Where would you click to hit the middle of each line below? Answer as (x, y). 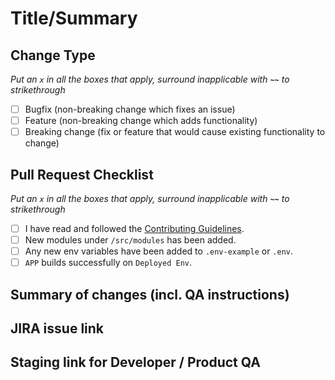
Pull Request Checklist (82, 174)
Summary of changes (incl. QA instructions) (150, 294)
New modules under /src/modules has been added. (130, 240)
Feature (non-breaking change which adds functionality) (141, 121)
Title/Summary (74, 18)
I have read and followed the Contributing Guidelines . (134, 228)
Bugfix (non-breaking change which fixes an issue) (130, 109)
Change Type (53, 55)
